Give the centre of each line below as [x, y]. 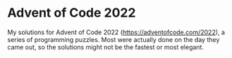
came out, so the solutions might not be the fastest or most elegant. [106, 47]
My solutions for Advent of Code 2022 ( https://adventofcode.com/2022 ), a [116, 32]
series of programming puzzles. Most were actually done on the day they [114, 39]
